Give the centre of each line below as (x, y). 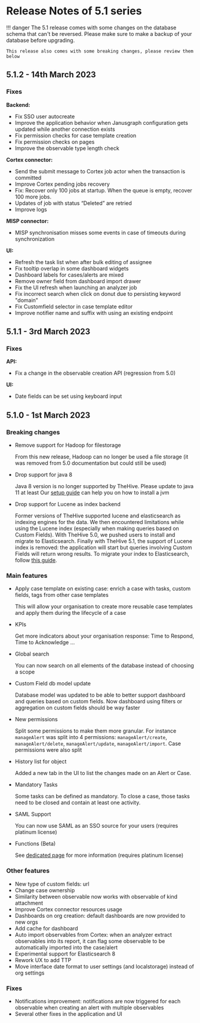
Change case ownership (45, 890)
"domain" (27, 300)
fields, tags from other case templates (61, 595)
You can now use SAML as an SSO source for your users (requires (96, 826)
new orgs (26, 922)
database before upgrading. (41, 40)
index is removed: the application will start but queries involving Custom (103, 547)
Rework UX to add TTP (43, 960)
